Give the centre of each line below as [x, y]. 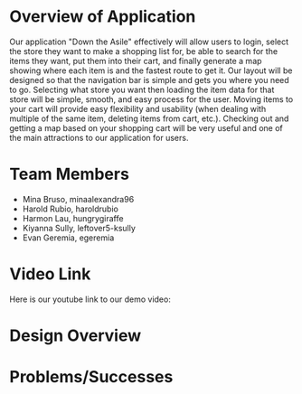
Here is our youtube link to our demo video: [90, 299]
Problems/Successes [91, 377]
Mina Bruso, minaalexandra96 [78, 199]
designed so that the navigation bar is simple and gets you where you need [149, 80]
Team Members [69, 174]
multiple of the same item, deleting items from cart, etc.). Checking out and [149, 118]
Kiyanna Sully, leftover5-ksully [79, 228]
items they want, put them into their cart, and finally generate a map [136, 61]
